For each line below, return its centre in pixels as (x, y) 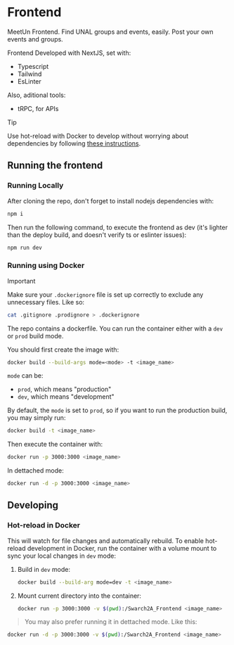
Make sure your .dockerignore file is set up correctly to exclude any (105, 294)
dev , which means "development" (66, 397)
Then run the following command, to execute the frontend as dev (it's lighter (118, 227)
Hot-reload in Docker (44, 525)
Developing (33, 505)
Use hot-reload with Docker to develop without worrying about (98, 136)
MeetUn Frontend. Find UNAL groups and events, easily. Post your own (110, 32)
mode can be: (25, 376)
